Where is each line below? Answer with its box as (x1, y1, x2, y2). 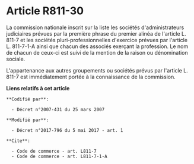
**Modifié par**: (6, 117, 49, 123)
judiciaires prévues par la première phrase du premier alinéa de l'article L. (6, 30, 186, 37)
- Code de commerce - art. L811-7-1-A (11, 153, 108, 159)
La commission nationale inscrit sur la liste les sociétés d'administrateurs (6, 24, 185, 31)
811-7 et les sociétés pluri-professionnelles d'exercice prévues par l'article (6, 36, 188, 43)
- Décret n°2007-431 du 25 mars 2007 (11, 106, 105, 112)
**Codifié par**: (6, 96, 49, 102)
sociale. (6, 55, 26, 62)
